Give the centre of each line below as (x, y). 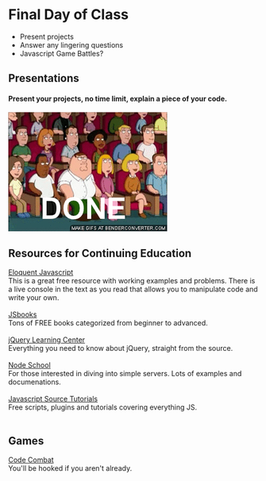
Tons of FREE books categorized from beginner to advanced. (108, 323)
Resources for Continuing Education (100, 253)
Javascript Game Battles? (62, 53)
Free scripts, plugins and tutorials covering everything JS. (102, 407)
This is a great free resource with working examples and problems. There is (132, 281)
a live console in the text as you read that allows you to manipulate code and (133, 289)
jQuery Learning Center (47, 340)
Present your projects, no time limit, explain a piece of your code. (118, 98)
